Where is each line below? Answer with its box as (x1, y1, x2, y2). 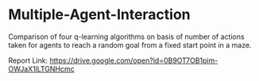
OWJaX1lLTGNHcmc (8, 64, 75, 73)
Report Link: (8, 56, 48, 65)
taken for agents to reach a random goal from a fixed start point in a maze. (8, 40, 252, 49)
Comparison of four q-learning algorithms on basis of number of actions (8, 32, 245, 41)
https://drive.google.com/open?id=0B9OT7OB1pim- (49, 56, 218, 65)
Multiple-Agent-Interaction (8, 6, 191, 24)
